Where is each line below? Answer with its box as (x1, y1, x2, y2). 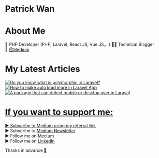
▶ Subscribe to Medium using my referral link (5, 123, 96, 129)
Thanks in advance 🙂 (5, 147, 47, 153)
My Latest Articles (5, 64, 81, 74)
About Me (5, 26, 45, 37)
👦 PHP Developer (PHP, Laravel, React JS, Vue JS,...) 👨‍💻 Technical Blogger (5, 42, 155, 47)
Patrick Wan (5, 3, 55, 14)
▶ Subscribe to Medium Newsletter (5, 128, 76, 133)
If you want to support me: (5, 107, 114, 118)
